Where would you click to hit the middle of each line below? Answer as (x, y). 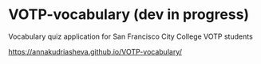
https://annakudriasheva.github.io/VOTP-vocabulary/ (95, 51)
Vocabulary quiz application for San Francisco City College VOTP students (130, 36)
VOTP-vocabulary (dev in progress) (129, 15)
